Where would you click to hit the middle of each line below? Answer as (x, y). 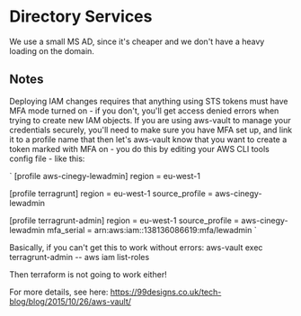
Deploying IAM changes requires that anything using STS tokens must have (149, 101)
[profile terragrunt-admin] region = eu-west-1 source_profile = (124, 220)
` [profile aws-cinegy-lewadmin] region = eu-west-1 (105, 176)
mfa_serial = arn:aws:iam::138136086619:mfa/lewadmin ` (152, 230)
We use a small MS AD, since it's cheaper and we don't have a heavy (137, 41)
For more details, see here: (59, 292)
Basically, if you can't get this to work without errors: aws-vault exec (136, 247)
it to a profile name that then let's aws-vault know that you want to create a (148, 139)
